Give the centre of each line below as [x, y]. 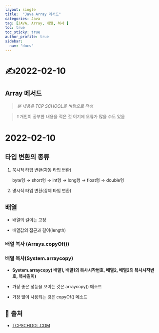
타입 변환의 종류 [27, 157]
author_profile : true [27, 37]
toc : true [15, 28]
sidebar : [14, 41]
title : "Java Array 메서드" [33, 14]
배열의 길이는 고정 [29, 220]
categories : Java [23, 19]
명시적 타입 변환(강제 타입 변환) [42, 190]
